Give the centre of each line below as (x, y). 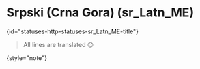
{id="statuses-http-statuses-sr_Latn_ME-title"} (73, 31)
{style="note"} (27, 58)
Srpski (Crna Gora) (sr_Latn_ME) (100, 13)
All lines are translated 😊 (58, 44)
